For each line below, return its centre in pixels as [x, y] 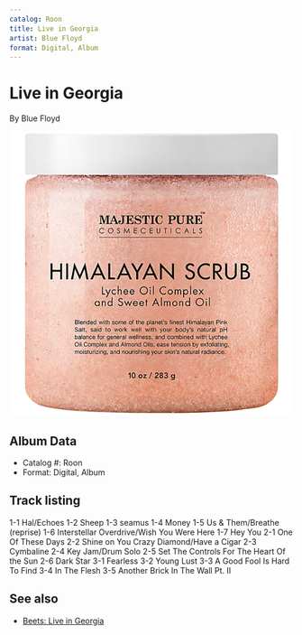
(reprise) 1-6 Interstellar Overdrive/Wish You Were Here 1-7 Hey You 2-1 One [151, 532]
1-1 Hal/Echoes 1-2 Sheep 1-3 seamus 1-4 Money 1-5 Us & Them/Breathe [144, 522]
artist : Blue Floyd [46, 38]
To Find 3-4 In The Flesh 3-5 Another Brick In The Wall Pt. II [120, 570]
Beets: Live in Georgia [63, 621]
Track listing [45, 501]
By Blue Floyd [35, 118]
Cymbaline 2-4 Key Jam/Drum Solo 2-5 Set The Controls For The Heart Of [147, 551]
